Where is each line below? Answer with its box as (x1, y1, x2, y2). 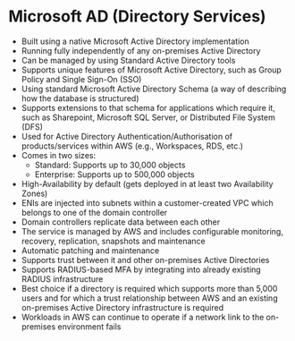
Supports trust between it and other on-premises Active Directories (21, 254, 270, 265)
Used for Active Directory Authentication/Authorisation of (21, 131, 233, 141)
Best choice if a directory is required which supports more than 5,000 (21, 283, 278, 294)
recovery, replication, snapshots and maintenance (21, 235, 206, 246)
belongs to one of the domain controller (21, 207, 168, 217)
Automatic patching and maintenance (21, 244, 160, 256)
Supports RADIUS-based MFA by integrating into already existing (21, 264, 261, 275)
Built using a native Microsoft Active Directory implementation (21, 36, 249, 47)
